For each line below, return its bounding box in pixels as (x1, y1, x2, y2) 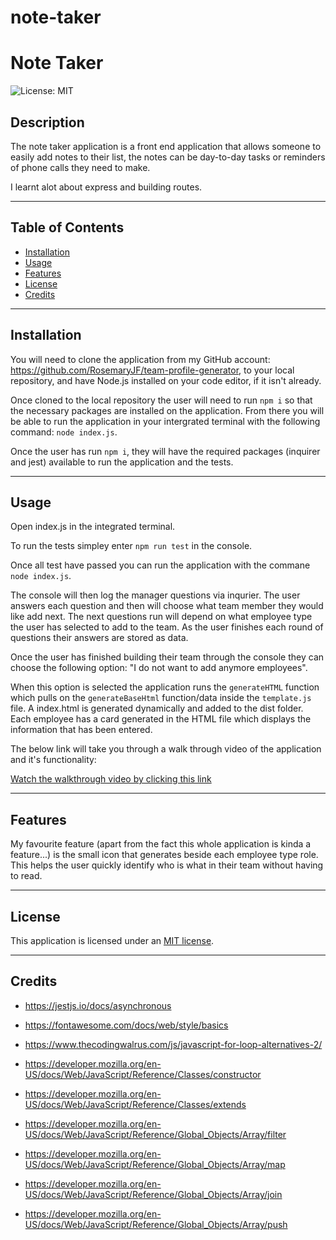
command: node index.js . (10, 426, 118, 438)
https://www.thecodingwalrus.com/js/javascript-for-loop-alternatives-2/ (24, 1038, 323, 1050)
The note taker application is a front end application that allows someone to (10, 140, 322, 152)
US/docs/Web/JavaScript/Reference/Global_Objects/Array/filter (24, 1128, 287, 1140)
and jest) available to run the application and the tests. (10, 456, 234, 468)
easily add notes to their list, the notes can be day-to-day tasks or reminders (10, 151, 326, 163)
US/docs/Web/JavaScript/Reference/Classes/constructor (24, 1068, 262, 1080)
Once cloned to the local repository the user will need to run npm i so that (10, 394, 313, 406)
